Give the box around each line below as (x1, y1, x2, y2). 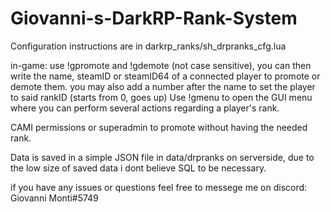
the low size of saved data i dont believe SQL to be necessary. (10, 162, 267, 174)
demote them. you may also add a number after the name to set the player (10, 80, 316, 92)
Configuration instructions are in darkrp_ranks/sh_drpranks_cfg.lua (10, 40, 287, 52)
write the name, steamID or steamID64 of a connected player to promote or (10, 70, 321, 82)
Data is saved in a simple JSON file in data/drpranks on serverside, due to (10, 151, 315, 163)
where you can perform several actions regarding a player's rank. (10, 102, 280, 114)
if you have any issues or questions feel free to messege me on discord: (10, 181, 308, 193)
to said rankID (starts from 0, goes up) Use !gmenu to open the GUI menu (10, 91, 313, 103)
